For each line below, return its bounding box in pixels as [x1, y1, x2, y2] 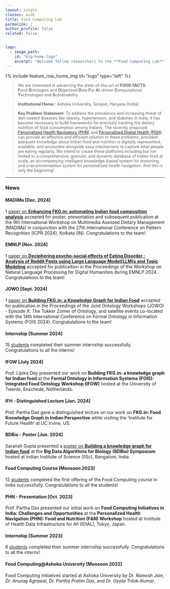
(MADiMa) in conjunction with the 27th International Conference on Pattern [5, 224, 161, 231]
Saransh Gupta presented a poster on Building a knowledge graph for [5, 443, 152, 449]
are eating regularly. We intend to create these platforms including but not [17, 148, 156, 154]
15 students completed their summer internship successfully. [5, 342, 132, 348]
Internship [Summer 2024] [5, 331, 63, 337]
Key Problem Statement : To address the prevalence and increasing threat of [17, 110, 162, 116]
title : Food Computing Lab [5, 17, 62, 22]
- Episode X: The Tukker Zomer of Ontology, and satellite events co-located [5, 308, 163, 314]
